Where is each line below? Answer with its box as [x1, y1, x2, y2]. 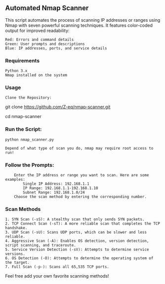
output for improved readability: [5, 27, 70, 34]
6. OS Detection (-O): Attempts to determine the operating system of [5, 256, 154, 261]
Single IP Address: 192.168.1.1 [23, 181, 90, 186]
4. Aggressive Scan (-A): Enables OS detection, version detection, [5, 239, 149, 243]
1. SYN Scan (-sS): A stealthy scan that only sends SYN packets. [5, 217, 145, 222]
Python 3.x [5, 69, 28, 74]
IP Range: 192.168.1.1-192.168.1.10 [23, 186, 98, 191]
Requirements [5, 57, 40, 64]
